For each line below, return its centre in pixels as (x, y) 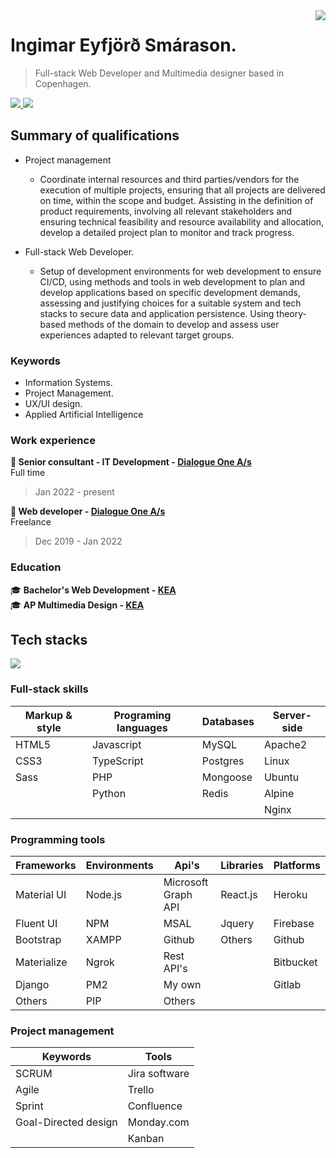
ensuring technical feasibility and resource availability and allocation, (182, 221)
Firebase (294, 924)
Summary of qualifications (95, 135)
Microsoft (186, 882)
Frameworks (46, 866)
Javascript (116, 744)
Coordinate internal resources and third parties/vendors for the (169, 179)
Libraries (242, 866)
